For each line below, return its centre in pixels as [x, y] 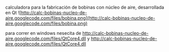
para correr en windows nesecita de [43, 33]
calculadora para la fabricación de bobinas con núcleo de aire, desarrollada [85, 7]
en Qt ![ [13, 13]
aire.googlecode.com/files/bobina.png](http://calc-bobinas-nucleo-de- [80, 18]
